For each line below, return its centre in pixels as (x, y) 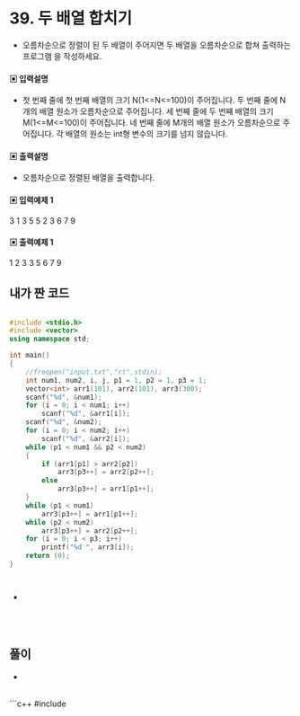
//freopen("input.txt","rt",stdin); (94, 372)
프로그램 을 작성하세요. (62, 56)
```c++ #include (38, 703)
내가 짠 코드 (40, 293)
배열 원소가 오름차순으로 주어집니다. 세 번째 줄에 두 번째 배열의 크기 (156, 111)
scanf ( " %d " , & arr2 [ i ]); (86, 438)
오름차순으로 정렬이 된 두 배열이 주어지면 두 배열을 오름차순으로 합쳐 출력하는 (157, 45)
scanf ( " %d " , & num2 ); (64, 422)
